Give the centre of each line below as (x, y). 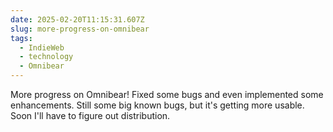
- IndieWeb (42, 47)
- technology (46, 57)
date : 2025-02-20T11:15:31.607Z (77, 19)
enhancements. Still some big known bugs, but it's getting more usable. (157, 105)
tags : (21, 38)
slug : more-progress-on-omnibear (80, 29)
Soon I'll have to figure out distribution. (90, 115)
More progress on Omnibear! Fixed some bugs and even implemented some (167, 94)
